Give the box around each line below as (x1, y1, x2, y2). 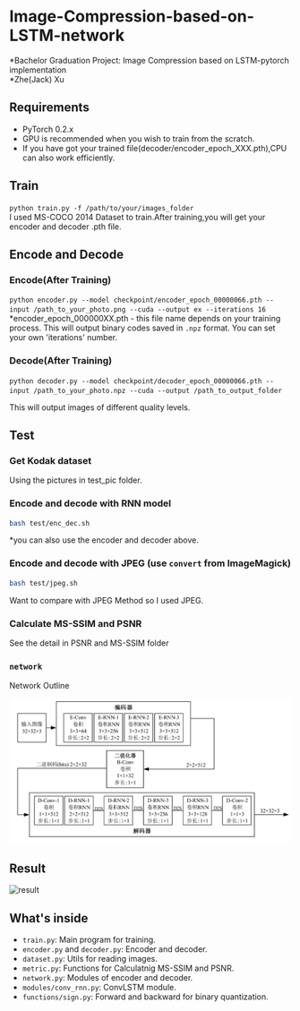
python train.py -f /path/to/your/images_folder (9, 203, 194, 212)
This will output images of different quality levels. (9, 401, 191, 413)
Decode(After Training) (9, 355, 113, 367)
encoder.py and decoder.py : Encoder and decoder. (21, 943, 208, 955)
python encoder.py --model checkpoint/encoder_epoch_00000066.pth (9, 296, 262, 305)
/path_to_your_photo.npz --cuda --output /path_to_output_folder (32, 386, 282, 395)
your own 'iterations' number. (9, 332, 118, 343)
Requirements (9, 100, 90, 116)
